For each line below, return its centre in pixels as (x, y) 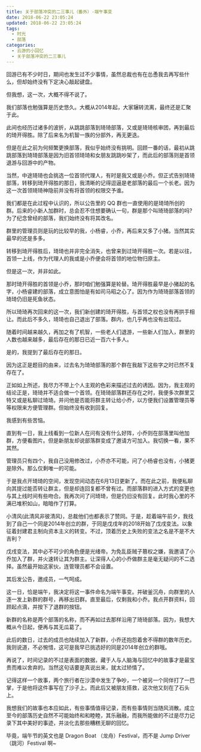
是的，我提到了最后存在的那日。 (45, 352)
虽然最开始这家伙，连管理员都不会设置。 (66, 566)
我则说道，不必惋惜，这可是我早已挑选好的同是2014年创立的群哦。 (88, 647)
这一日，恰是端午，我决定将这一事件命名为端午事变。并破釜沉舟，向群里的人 (100, 591)
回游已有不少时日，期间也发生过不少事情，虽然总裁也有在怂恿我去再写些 (95, 74)
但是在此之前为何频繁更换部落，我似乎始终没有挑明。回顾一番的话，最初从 (98, 147)
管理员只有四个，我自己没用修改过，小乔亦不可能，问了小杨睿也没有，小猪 (98, 460)
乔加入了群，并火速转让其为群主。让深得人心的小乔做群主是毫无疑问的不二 (98, 558)
